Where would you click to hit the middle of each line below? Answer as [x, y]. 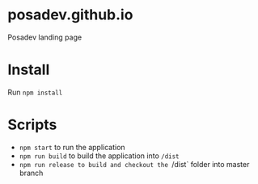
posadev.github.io [70, 15]
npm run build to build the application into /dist [99, 156]
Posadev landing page [45, 37]
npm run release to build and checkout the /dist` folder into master [134, 164]
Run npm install [35, 92]
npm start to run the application [72, 147]
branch [31, 173]
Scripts [32, 125]
